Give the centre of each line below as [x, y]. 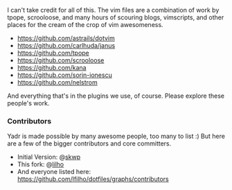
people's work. [28, 103]
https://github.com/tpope [53, 53]
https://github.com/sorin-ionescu [64, 75]
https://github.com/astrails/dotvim [66, 38]
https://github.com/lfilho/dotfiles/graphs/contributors [93, 179]
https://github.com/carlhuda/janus [66, 45]
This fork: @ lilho [41, 164]
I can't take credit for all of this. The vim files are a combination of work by [113, 10]
